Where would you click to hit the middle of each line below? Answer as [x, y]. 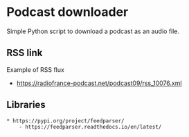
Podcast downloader [67, 12]
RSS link [25, 53]
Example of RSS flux [36, 69]
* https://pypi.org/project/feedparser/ [66, 121]
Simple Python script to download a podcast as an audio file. [93, 31]
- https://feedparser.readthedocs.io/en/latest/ [90, 127]
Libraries [26, 105]
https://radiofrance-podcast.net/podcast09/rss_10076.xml [99, 83]
